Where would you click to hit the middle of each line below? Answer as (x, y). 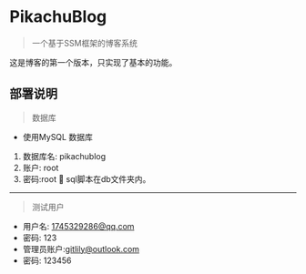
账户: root (41, 167)
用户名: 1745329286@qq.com (78, 226)
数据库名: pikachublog (64, 156)
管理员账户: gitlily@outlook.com (81, 249)
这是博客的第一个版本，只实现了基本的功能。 (93, 62)
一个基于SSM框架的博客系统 (85, 43)
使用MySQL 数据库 (57, 137)
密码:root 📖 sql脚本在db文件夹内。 (87, 178)
